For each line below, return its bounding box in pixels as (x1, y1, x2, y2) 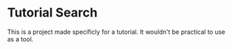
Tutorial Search (7, 5, 98, 21)
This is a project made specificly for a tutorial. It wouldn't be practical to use (7, 28, 226, 36)
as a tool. (7, 35, 33, 43)
